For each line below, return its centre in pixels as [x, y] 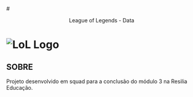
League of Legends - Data [102, 20]
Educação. [20, 88]
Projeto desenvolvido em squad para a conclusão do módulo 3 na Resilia [97, 81]
